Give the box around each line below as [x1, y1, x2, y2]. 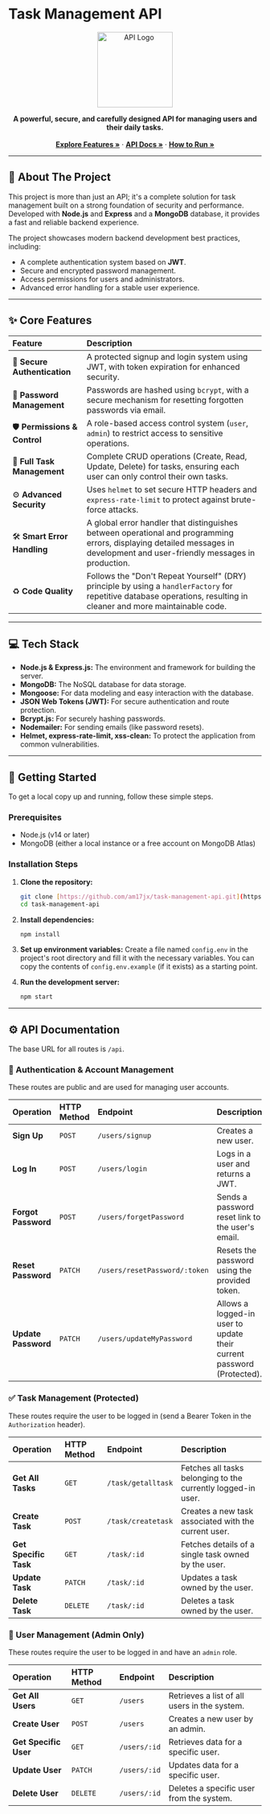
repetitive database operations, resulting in [86, 590, 248, 602]
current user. [180, 1525, 230, 1536]
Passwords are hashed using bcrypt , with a [86, 384, 249, 395]
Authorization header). [8, 1419, 86, 1429]
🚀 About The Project [8, 171, 111, 184]
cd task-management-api [19, 900, 100, 908]
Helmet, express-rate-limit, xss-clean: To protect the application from [19, 731, 256, 741]
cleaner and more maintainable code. [86, 600, 227, 611]
